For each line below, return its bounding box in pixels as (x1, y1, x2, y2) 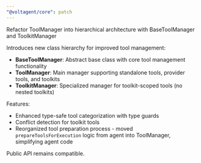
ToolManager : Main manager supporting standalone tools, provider (15, 68, 185, 76)
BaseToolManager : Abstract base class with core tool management (15, 56, 186, 63)
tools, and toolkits (15, 75, 60, 82)
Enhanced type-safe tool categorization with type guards (15, 112, 159, 119)
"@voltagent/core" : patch (6, 9, 72, 15)
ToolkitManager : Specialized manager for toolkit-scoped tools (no (15, 82, 183, 89)
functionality (15, 62, 47, 70)
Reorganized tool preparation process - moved (15, 125, 133, 132)
